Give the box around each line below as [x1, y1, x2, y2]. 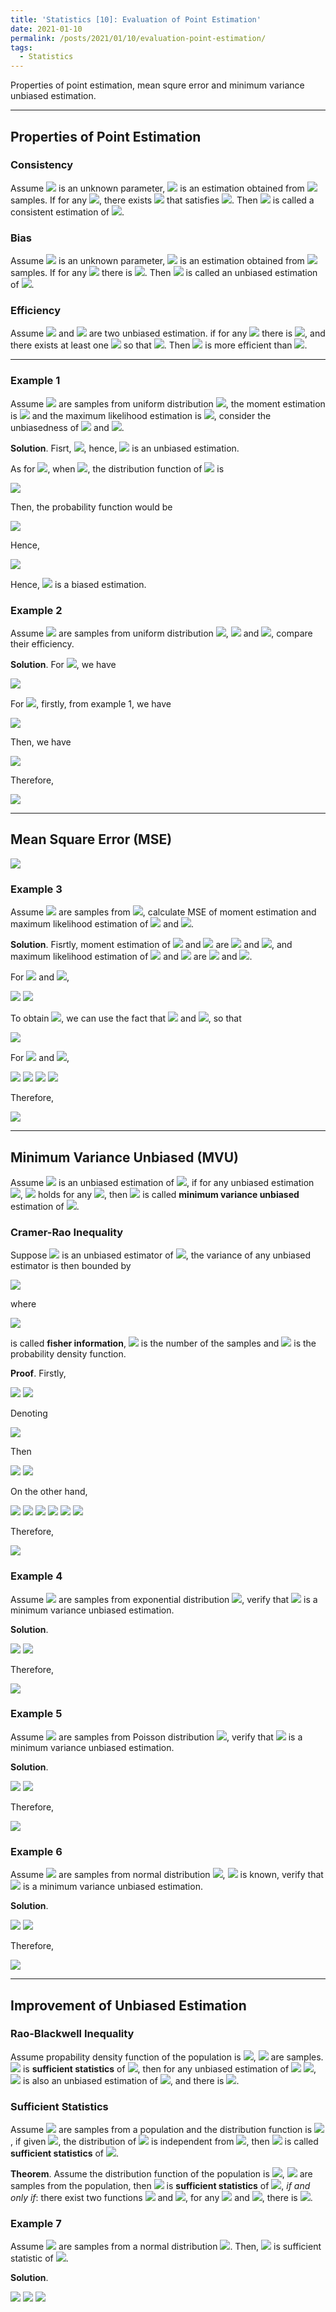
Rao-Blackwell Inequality [10, 2027, 135, 2041]
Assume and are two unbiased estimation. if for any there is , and [10, 327, 326, 340]
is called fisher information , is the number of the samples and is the [10, 1337, 317, 1350]
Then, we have [10, 736, 72, 748]
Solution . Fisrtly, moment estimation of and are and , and [10, 939, 293, 951]
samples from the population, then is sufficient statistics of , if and [10, 2180, 311, 2192]
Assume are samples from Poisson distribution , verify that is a [10, 1731, 303, 1743]
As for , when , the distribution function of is [10, 462, 225, 475]
